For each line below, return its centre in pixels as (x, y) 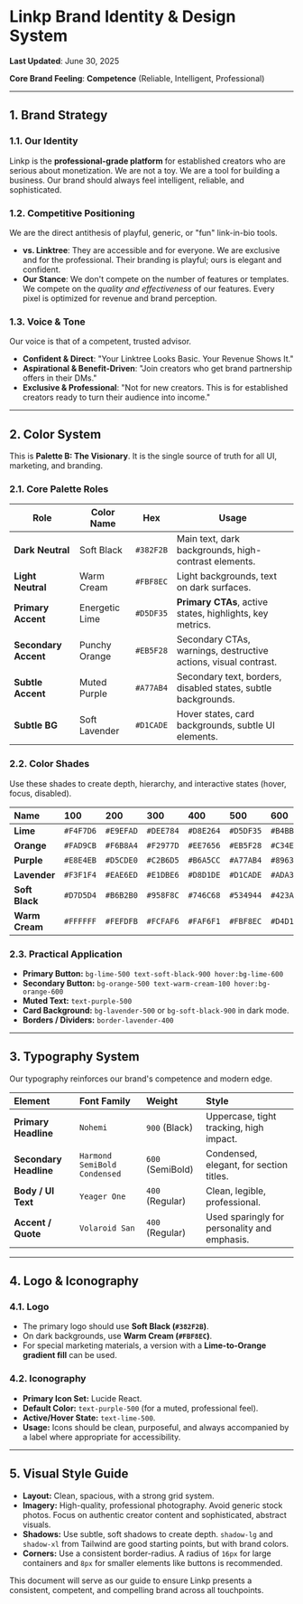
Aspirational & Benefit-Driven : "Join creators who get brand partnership (157, 369)
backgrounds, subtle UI (225, 725)
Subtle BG (36, 725)
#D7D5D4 (81, 895)
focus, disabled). (41, 793)
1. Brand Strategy (59, 115)
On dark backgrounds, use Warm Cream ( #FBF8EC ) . (117, 1336)
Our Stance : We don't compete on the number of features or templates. (156, 278)
